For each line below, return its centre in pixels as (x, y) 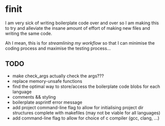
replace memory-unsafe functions (47, 81)
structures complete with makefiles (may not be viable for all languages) (86, 113)
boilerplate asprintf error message (47, 102)
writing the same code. (29, 33)
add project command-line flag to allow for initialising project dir (78, 107)
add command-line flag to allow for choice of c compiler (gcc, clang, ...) (86, 118)
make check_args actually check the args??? (58, 76)
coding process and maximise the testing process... (58, 48)
